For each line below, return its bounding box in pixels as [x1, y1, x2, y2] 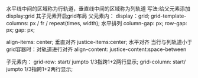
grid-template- [150, 12, 187, 19]
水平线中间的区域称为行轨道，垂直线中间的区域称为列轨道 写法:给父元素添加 [6, 5, 190, 12]
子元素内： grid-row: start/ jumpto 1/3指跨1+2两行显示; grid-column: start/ [6, 58, 186, 65]
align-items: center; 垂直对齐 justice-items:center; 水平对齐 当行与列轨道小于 [6, 39, 193, 45]
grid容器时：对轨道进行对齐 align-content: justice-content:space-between [6, 46, 187, 53]
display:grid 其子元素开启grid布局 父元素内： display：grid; [6, 12, 150, 19]
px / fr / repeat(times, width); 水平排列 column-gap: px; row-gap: [29, 20, 187, 26]
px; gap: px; [6, 26, 35, 33]
